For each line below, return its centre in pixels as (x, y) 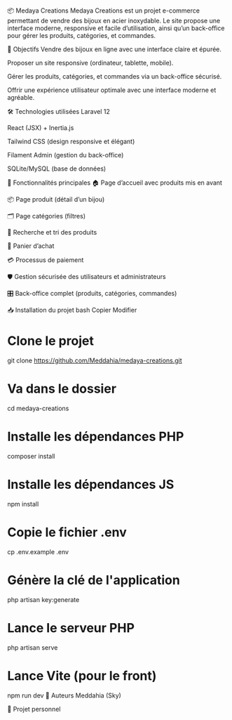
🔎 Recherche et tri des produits (52, 232)
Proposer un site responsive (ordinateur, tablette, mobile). (90, 63)
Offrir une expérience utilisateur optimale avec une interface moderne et (112, 90)
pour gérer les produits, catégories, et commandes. (82, 35)
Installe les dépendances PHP (96, 437)
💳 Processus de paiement (46, 260)
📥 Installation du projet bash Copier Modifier (72, 310)
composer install (31, 456)
